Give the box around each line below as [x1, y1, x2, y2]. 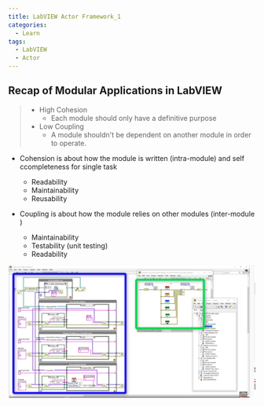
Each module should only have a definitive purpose [50, 113, 217, 123]
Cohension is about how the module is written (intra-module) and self [19, 153, 245, 163]
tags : [8, 38, 26, 46]
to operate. [50, 138, 87, 148]
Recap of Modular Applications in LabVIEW [8, 84, 222, 97]
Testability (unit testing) [31, 240, 108, 251]
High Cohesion [38, 104, 88, 114]
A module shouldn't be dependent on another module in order [50, 130, 251, 139]
